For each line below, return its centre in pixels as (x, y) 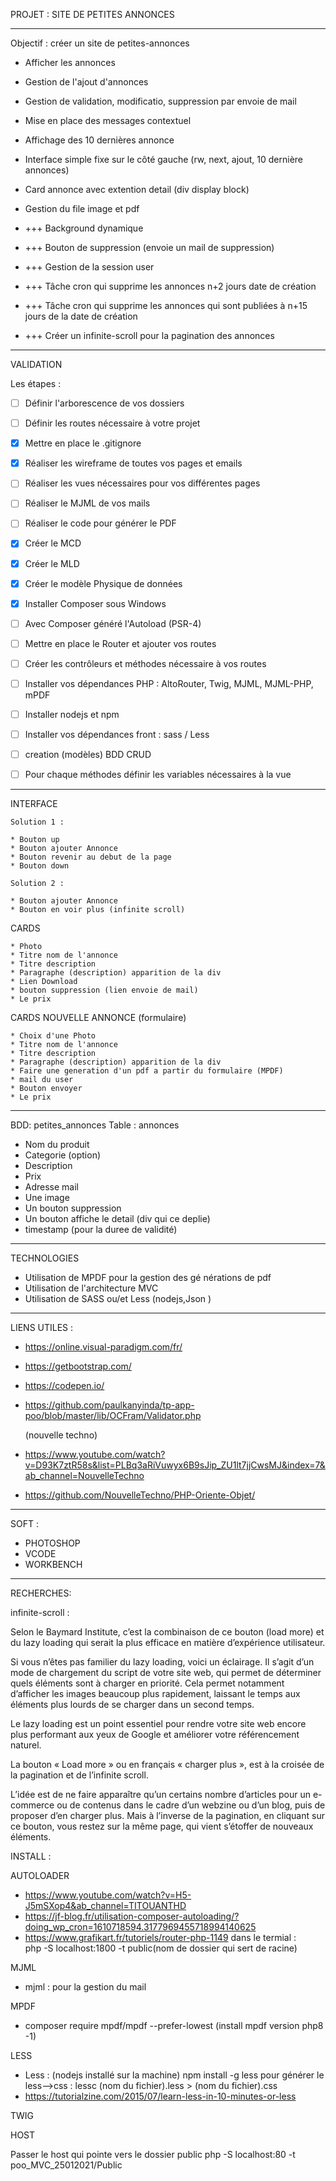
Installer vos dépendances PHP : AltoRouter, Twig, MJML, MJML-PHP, (169, 683)
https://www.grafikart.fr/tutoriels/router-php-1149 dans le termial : (160, 1938)
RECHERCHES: (41, 1593)
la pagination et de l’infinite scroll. (79, 1775)
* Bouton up (35, 840)
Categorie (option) (63, 1155)
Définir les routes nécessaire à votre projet (112, 423)
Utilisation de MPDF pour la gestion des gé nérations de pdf (148, 1278)
